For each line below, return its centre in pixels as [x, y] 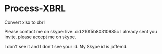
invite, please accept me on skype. [40, 37]
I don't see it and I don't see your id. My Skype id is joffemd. [66, 46]
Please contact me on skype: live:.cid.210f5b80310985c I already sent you [81, 31]
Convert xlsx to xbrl [25, 22]
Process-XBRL [35, 9]
